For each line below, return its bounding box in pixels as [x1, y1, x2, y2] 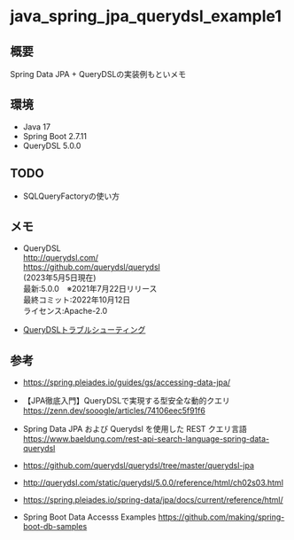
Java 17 [22, 121, 51, 132]
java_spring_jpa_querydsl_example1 [10, 6, 282, 27]
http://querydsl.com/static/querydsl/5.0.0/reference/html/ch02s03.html [22, 477, 284, 489]
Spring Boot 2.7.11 [22, 130, 88, 141]
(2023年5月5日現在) [22, 272, 97, 283]
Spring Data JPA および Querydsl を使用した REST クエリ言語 [22, 424, 247, 434]
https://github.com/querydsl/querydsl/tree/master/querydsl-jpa [22, 460, 255, 471]
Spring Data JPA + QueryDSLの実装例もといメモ [10, 69, 187, 79]
